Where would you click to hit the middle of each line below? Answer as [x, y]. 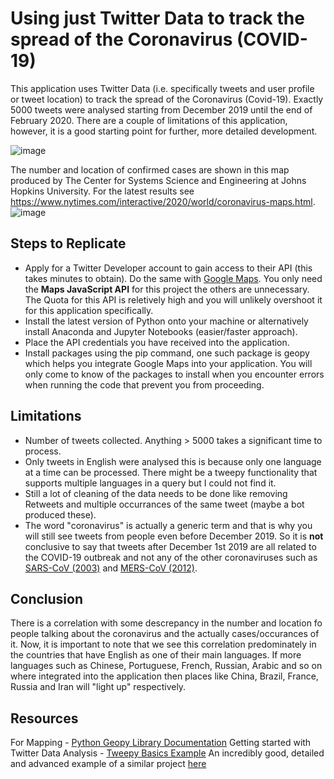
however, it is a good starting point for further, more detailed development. [164, 131]
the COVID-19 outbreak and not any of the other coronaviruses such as [171, 557]
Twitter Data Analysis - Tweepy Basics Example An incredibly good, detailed [167, 753]
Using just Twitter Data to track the [157, 18]
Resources [44, 718]
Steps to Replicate [68, 243]
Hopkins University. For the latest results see [102, 191]
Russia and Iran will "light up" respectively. [98, 687]
